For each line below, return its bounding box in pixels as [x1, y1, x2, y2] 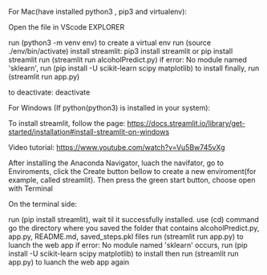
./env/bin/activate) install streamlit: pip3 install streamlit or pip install [8, 47, 233, 55]
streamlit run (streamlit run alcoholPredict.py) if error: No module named [8, 55, 247, 64]
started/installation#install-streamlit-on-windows [8, 127, 170, 136]
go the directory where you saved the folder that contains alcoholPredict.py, [8, 224, 260, 233]
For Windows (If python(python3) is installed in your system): [8, 103, 211, 112]
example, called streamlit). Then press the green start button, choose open [8, 176, 256, 184]
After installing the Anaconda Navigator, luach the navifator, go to [8, 158, 225, 168]
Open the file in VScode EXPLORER [8, 22, 125, 31]
